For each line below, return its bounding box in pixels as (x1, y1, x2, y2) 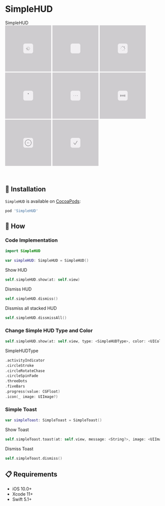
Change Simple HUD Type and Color (5, 327, 93, 334)
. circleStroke (5, 363, 34, 368)
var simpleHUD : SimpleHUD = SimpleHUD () (5, 258, 89, 263)
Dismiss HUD (5, 286, 32, 292)
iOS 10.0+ (12, 486, 32, 492)
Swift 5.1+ (12, 496, 32, 502)
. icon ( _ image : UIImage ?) (5, 394, 58, 399)
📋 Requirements (5, 470, 57, 479)
